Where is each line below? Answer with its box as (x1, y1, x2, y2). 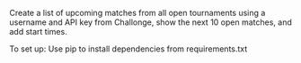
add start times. (9, 27, 67, 36)
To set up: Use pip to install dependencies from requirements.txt (9, 43, 248, 54)
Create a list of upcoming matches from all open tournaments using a (9, 8, 266, 18)
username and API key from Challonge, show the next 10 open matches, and (9, 17, 292, 28)
